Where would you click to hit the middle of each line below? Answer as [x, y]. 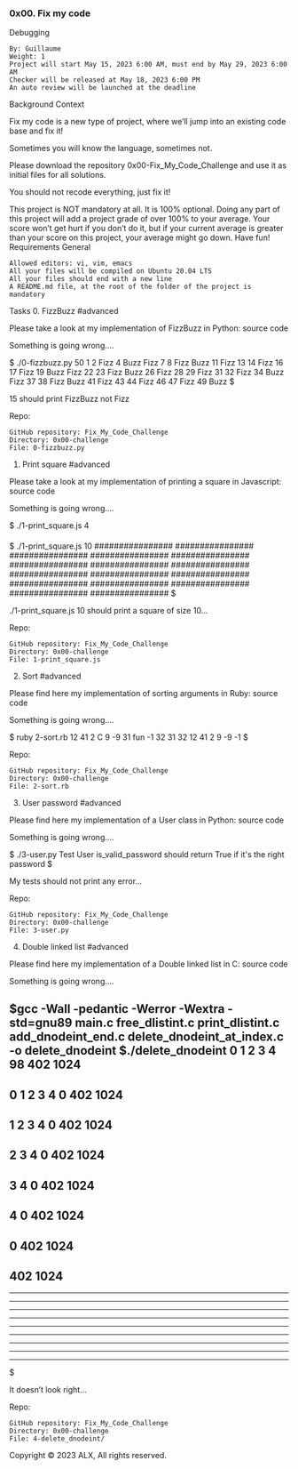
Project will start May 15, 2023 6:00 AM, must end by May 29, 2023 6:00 [149, 65]
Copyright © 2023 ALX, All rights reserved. [88, 1456]
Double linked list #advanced [75, 946]
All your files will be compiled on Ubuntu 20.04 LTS [111, 271]
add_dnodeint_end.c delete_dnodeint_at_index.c [146, 1037]
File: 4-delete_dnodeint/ [57, 1439]
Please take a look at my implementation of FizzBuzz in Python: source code [149, 328]
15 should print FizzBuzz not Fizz [70, 399]
